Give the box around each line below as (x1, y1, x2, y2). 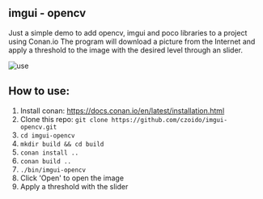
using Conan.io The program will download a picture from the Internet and (8, 36, 256, 46)
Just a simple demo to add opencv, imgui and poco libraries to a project (8, 28, 248, 37)
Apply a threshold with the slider (19, 181, 129, 191)
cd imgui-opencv (19, 131, 75, 140)
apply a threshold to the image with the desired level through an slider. (8, 44, 243, 55)
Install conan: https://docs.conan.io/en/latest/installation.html (19, 105, 225, 116)
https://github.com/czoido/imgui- (111, 116, 228, 124)
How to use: (8, 84, 70, 98)
